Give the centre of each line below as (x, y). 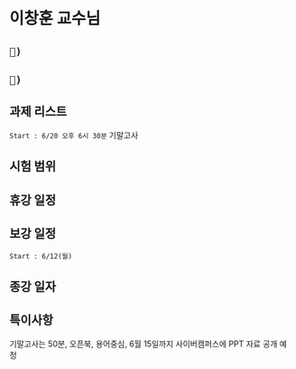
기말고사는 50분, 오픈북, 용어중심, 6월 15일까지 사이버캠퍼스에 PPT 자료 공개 (143, 344)
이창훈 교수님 (55, 19)
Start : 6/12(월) (41, 257)
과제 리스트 (38, 112)
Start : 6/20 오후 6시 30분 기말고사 (74, 135)
